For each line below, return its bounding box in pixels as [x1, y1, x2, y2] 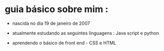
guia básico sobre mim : [5, 4, 109, 15]
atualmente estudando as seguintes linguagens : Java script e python [12, 30, 159, 36]
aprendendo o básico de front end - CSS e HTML [12, 39, 116, 46]
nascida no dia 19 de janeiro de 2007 [12, 20, 90, 26]
